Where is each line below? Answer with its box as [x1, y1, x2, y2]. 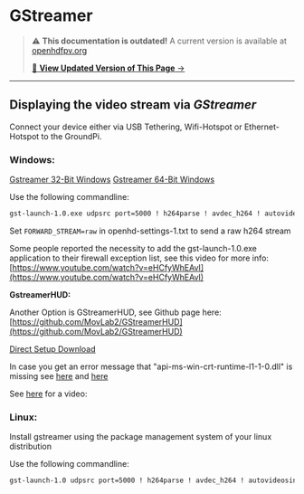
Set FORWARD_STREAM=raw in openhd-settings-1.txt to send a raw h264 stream [9, 225, 291, 236]
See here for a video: [9, 388, 88, 399]
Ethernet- [243, 121, 280, 132]
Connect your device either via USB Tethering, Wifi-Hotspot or [9, 121, 242, 132]
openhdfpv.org [31, 44, 88, 55]
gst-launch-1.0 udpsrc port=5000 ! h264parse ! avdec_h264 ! [9, 476, 245, 485]
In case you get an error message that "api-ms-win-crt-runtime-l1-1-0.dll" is [9, 361, 293, 372]
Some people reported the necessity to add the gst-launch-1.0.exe [9, 242, 258, 253]
